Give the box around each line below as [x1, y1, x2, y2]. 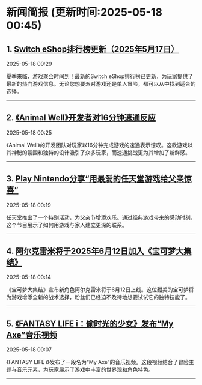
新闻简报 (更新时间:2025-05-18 [6, 5, 162, 19]
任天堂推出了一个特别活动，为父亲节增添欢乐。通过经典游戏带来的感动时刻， [6, 214, 196, 221]
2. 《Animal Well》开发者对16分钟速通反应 [6, 112, 156, 123]
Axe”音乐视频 [6, 330, 57, 340]
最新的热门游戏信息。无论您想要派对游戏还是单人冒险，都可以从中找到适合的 [6, 80, 196, 87]
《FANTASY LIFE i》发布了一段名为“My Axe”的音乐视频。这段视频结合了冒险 [6, 359, 189, 366]
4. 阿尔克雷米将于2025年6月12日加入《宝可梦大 [6, 246, 184, 256]
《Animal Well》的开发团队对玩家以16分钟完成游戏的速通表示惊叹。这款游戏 [6, 141, 188, 148]
